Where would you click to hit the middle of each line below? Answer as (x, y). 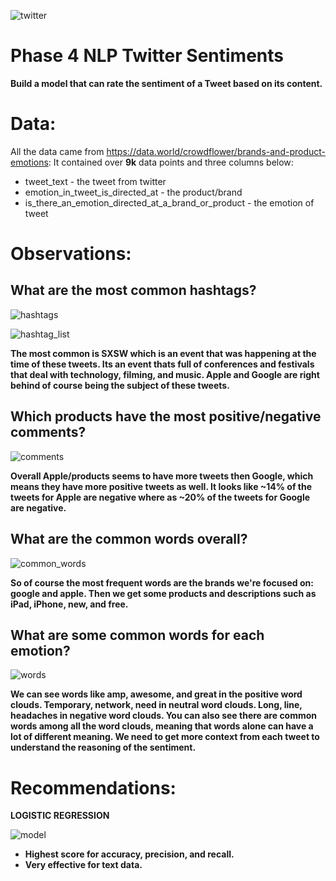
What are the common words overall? (129, 539)
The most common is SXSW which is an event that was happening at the (163, 353)
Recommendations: (93, 787)
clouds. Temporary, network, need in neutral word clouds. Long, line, (156, 705)
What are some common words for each (137, 635)
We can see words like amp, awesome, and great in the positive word (156, 694)
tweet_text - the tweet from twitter (95, 181)
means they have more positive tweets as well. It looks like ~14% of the (161, 486)
